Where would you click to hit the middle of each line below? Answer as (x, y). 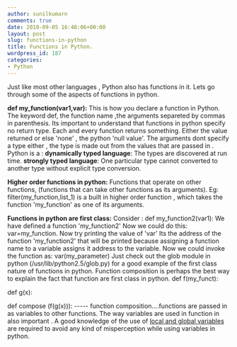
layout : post (27, 34)
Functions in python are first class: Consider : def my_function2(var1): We (116, 218)
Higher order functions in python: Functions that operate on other (104, 182)
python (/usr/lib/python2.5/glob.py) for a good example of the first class (112, 263)
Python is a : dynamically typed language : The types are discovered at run (117, 153)
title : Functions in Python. (50, 47)
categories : (25, 60)
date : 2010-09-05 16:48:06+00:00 (57, 27)
